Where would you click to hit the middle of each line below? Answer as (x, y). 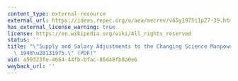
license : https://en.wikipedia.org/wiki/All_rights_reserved (100, 33)
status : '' (23, 40)
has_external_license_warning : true (61, 27)
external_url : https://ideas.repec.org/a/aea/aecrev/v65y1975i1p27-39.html (121, 20)
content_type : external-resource (57, 14)
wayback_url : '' (31, 66)
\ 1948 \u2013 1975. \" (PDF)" (55, 54)
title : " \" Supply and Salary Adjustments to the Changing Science (107, 46)
